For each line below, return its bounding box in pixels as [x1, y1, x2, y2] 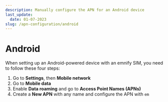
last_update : [5, 12, 33, 17]
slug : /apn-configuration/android [5, 21, 79, 27]
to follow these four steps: [5, 65, 60, 71]
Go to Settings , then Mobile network [12, 75, 91, 81]
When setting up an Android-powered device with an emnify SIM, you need [5, 60, 163, 66]
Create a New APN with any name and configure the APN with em [12, 91, 149, 97]
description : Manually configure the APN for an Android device [5, 7, 145, 13]
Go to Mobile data [12, 80, 51, 86]
